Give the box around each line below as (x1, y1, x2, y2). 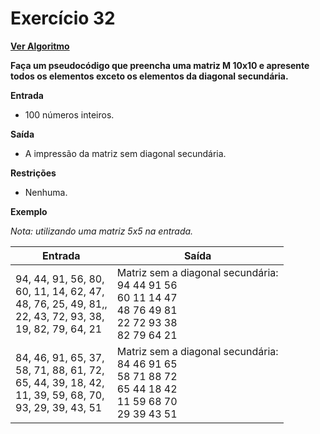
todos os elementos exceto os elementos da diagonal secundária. (10, 70, 289, 82)
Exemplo (10, 205, 48, 217)
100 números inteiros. (24, 108, 115, 121)
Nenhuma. (24, 186, 68, 198)
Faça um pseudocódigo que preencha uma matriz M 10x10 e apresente (10, 59, 310, 71)
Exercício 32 (10, 7, 116, 30)
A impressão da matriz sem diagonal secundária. (24, 147, 227, 159)
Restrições (10, 167, 57, 179)
